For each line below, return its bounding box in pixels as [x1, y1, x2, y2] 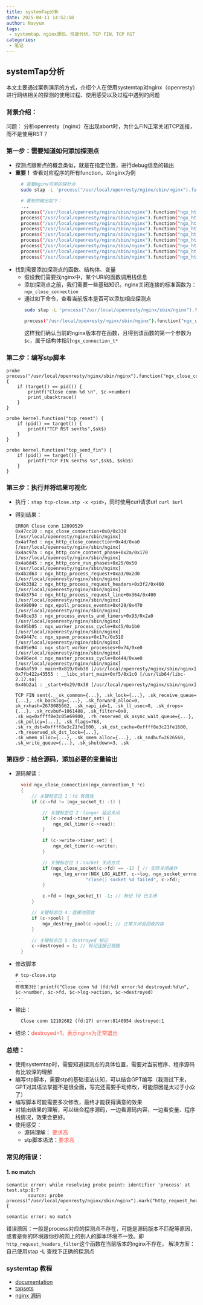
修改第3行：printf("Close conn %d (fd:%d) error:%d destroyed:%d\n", [14, 984, 190, 990]
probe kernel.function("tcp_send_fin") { [6, 447, 112, 453]
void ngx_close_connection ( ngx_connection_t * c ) [21, 782, 146, 788]
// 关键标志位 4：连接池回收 [31, 910, 95, 916]
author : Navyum [6, 20, 45, 26]
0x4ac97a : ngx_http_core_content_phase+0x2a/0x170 [14, 549, 148, 555]
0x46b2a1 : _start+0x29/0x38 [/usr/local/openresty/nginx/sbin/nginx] [14, 682, 197, 688]
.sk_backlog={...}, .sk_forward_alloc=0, [34, 698, 140, 704]
